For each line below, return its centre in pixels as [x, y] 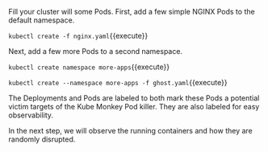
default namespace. [42, 20]
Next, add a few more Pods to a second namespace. [96, 51]
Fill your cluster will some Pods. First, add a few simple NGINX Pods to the [132, 12]
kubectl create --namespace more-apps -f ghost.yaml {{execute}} [118, 82]
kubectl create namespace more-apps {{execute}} [89, 67]
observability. [31, 115]
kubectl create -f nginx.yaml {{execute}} [78, 36]
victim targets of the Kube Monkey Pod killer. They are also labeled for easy [134, 107]
